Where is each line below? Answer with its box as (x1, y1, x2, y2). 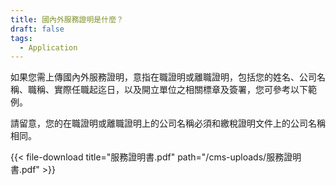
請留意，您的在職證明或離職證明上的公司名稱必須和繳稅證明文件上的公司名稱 (10, 117, 326, 130)
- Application (19, 42, 78, 53)
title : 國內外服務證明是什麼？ (10, 14, 124, 25)
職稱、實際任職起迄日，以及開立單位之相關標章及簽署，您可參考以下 (27, 84, 308, 96)
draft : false (10, 24, 65, 34)
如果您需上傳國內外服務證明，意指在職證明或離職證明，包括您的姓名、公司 (10, 71, 317, 83)
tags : (10, 33, 33, 43)
